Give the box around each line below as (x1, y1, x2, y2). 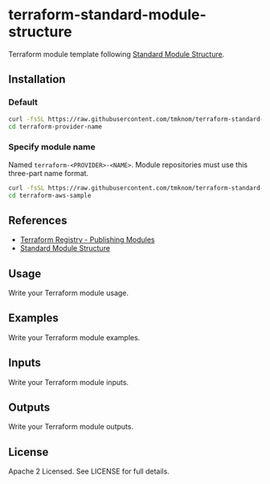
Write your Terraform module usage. (8, 288, 129, 298)
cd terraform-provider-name (8, 122, 103, 130)
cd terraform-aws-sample (8, 191, 92, 199)
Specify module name (8, 142, 96, 153)
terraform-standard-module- (8, 6, 207, 24)
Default (8, 96, 39, 108)
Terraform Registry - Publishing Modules (19, 235, 155, 244)
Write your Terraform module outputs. (8, 422, 134, 432)
